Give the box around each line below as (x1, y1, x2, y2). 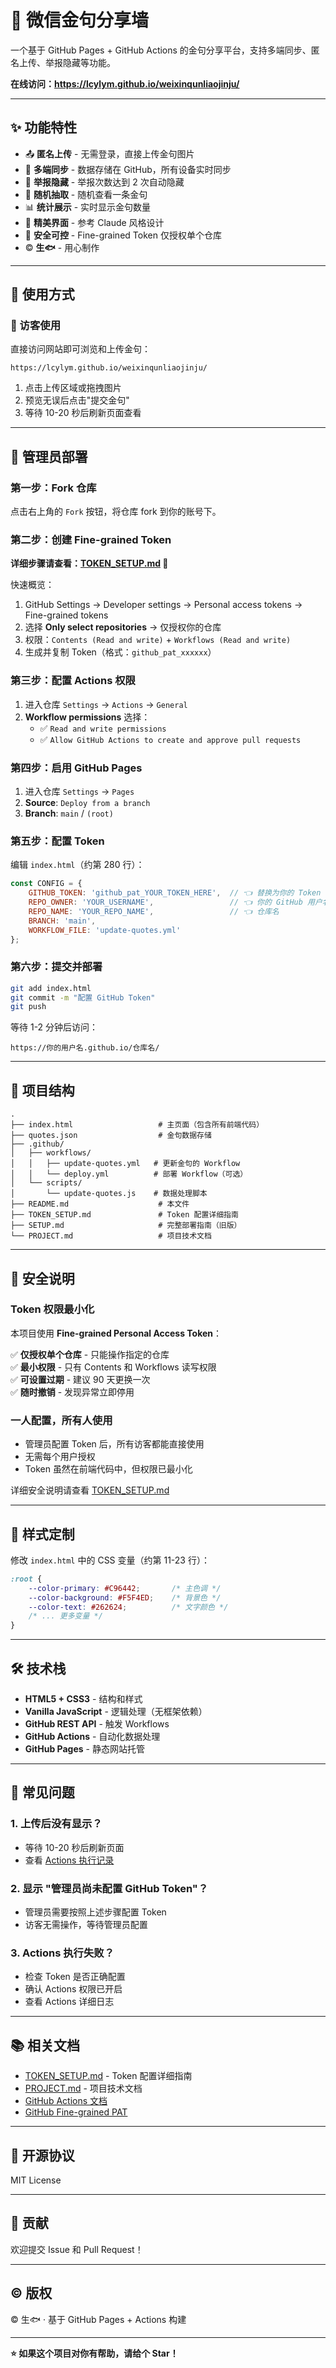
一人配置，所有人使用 (10, 1413, 113, 1427)
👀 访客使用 (10, 319, 62, 333)
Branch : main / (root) (24, 807, 114, 820)
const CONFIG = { (10, 879, 83, 889)
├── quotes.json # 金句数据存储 (10, 1131, 212, 1141)
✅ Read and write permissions (39, 722, 167, 734)
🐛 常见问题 (10, 1784, 75, 1801)
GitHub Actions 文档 (24, 2095, 108, 2107)
